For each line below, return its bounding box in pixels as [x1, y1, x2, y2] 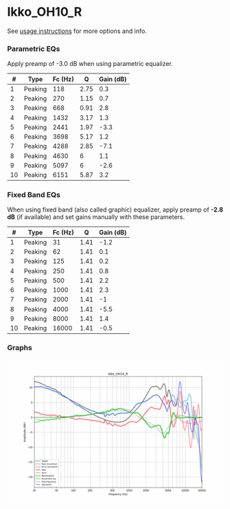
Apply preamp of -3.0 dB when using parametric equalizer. [7, 60, 174, 68]
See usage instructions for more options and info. [7, 27, 148, 35]
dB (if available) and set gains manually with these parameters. [7, 213, 185, 221]
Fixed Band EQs [7, 190, 60, 199]
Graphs [7, 343, 32, 352]
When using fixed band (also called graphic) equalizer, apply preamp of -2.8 [7, 205, 224, 214]
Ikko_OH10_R [7, 4, 82, 20]
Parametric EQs [7, 44, 60, 54]
